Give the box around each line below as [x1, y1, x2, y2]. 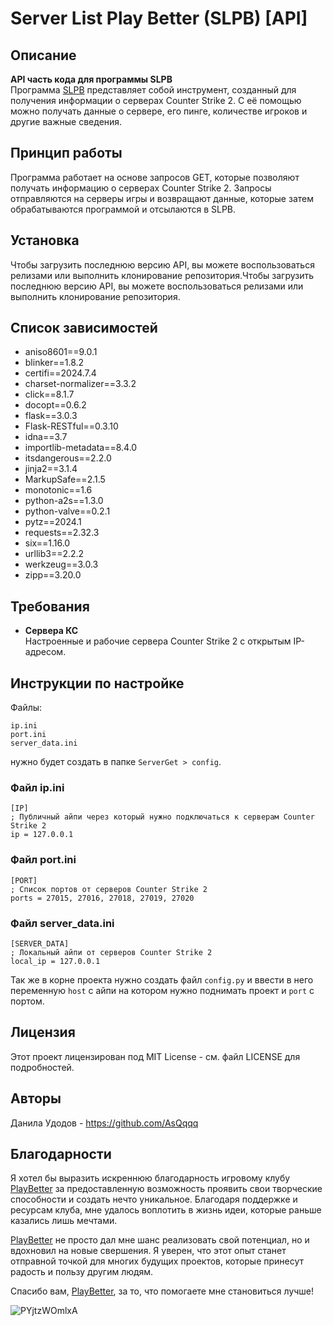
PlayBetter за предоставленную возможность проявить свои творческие [10, 1183, 323, 1195]
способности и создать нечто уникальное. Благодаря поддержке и [10, 1193, 298, 1206]
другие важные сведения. [10, 116, 123, 127]
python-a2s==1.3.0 [24, 495, 104, 507]
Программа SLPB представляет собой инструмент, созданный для [10, 84, 297, 96]
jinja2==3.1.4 [24, 463, 78, 475]
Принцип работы [10, 145, 123, 162]
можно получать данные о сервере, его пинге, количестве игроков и [10, 105, 308, 117]
